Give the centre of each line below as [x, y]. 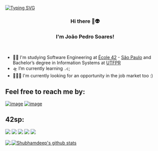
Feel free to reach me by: [45, 92]
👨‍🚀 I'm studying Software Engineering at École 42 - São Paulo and [82, 58]
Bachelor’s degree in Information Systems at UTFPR [67, 63]
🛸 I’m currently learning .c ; [41, 69]
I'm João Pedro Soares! [85, 36]
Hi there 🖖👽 [85, 21]
